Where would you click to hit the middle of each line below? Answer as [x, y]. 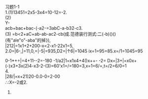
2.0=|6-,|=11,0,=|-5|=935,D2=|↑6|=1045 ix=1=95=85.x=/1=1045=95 [74, 51]
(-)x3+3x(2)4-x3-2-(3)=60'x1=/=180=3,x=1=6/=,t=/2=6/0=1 [66, 66]
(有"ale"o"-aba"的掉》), [28, 40]
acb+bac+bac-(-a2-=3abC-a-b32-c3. [44, 28]
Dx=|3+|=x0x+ [122, 61]
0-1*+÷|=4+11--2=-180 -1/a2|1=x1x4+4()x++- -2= [56, 61]
